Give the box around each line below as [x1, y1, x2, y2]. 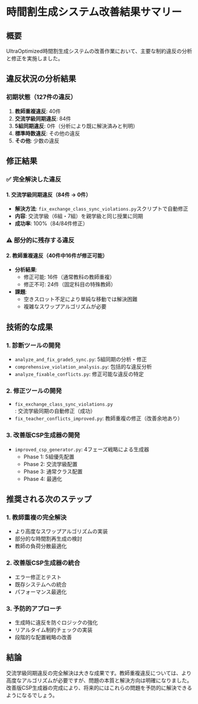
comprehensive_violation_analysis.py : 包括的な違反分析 [14, 363, 152, 370]
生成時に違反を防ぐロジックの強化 [14, 618, 98, 626]
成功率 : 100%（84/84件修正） [14, 220, 89, 227]
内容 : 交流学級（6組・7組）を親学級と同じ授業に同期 [14, 213, 144, 220]
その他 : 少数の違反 [14, 137, 60, 144]
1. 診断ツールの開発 [6, 341, 61, 349]
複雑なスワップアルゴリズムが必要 [23, 303, 107, 310]
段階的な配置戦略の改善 [14, 633, 72, 641]
